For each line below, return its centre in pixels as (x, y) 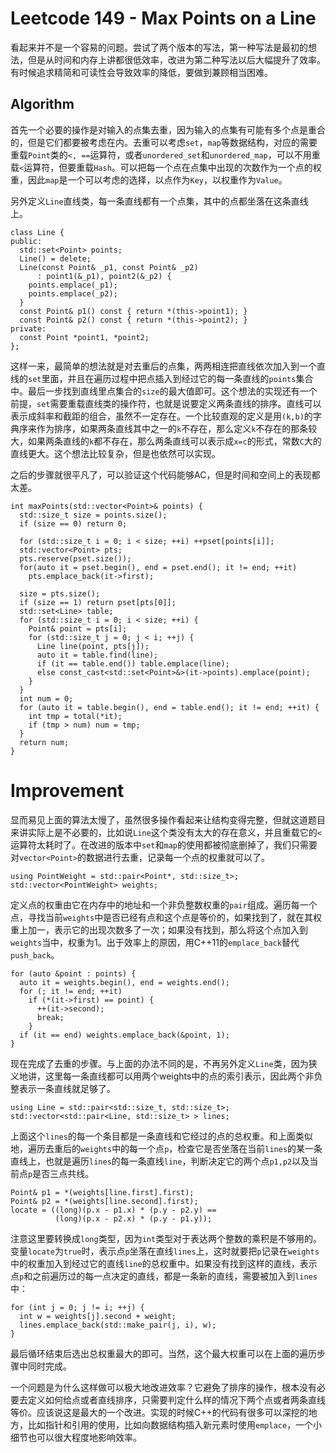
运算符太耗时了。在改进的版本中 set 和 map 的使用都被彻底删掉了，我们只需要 (164, 844)
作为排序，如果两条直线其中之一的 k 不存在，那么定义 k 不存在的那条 (172, 428)
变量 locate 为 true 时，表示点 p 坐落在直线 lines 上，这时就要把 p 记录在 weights (165, 1251)
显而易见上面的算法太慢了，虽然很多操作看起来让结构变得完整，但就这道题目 (168, 819)
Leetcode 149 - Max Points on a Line (163, 18)
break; (50, 1017)
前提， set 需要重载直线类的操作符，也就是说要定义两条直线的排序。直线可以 (166, 403)
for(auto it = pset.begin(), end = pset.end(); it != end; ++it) (158, 567)
